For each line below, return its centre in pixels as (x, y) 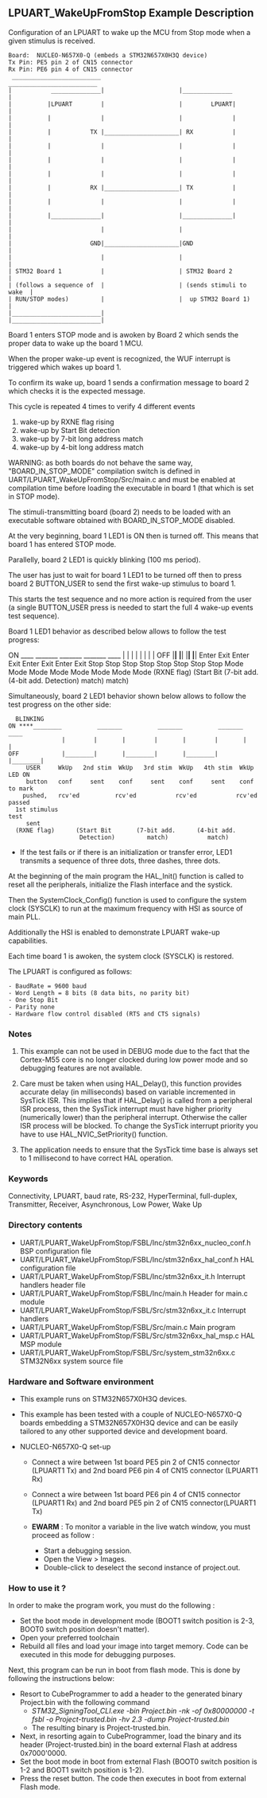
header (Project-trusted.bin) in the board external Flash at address (128, 1745)
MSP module (41, 1344)
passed (19, 802)
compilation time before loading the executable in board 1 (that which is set (131, 488)
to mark (21, 788)
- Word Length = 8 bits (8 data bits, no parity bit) (99, 993)
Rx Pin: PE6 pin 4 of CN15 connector (71, 69)
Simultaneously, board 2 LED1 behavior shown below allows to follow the (127, 696)
